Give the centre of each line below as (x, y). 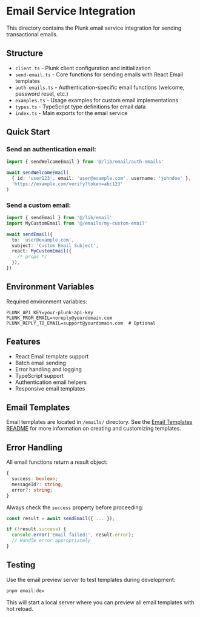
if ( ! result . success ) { (36, 529)
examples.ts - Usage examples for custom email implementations (97, 100)
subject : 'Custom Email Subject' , (55, 246)
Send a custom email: (39, 205)
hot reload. (20, 609)
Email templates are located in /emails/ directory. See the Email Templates (99, 422)
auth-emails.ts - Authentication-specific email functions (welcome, (100, 87)
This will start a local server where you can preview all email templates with (100, 602)
